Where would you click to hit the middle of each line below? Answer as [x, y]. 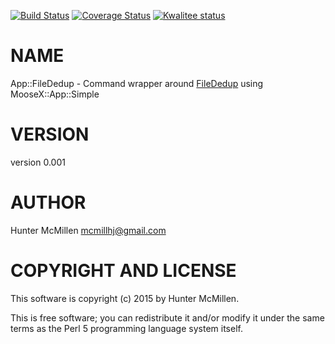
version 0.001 [38, 162]
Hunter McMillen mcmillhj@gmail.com [88, 230]
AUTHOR [48, 202]
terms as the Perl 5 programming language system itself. [126, 328]
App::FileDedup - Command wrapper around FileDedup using [137, 83]
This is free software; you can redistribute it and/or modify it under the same [167, 317]
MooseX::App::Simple [55, 94]
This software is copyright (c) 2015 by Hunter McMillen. [125, 298]
